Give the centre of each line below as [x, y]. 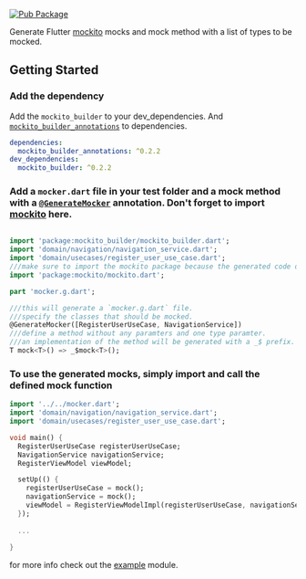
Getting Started [54, 70]
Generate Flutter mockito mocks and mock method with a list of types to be [151, 32]
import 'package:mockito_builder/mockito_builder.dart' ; [120, 241]
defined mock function [61, 385]
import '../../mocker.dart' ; [65, 405]
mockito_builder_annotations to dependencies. [98, 126]
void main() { [36, 437]
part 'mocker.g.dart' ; [52, 291]
